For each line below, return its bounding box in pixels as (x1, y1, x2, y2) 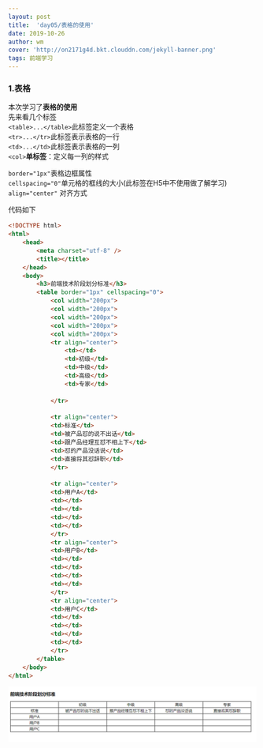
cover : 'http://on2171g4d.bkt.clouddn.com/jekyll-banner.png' (8, 46, 217, 55)
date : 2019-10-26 (8, 29, 65, 37)
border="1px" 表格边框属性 (8, 168, 92, 178)
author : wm (8, 38, 44, 46)
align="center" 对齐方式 (8, 188, 88, 197)
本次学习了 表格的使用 (8, 103, 77, 112)
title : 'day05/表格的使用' (8, 21, 94, 29)
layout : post (8, 13, 51, 21)
